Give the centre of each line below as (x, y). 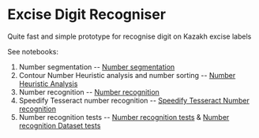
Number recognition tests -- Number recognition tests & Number (124, 117)
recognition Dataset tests (60, 125)
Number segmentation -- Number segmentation (97, 67)
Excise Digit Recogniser (87, 15)
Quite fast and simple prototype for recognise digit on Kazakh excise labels (129, 36)
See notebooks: (33, 51)
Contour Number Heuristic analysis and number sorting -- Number (127, 75)
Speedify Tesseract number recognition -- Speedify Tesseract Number (134, 100)
